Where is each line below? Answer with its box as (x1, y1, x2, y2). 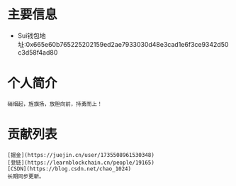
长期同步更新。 (7, 173, 45, 180)
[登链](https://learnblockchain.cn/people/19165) (7, 159, 154, 166)
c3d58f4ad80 (17, 48, 58, 57)
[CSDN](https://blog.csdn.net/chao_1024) (7, 165, 132, 173)
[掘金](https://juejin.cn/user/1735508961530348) (7, 151, 154, 158)
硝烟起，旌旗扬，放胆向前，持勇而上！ (7, 100, 103, 107)
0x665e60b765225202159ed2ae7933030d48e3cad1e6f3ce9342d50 (26, 40, 229, 48)
